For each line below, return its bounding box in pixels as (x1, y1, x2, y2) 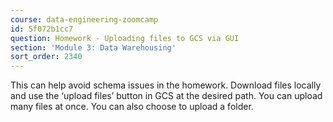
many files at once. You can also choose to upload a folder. (10, 101, 254, 113)
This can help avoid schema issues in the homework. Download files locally (10, 79, 322, 91)
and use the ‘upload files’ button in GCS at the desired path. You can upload (10, 90, 323, 102)
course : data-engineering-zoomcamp (10, 14, 159, 25)
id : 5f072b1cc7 (10, 24, 74, 34)
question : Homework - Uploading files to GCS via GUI (10, 33, 240, 43)
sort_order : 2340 (10, 52, 83, 62)
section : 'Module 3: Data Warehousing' (10, 42, 177, 53)
